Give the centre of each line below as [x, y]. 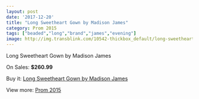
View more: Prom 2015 [34, 90]
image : [14, 39]
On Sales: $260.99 [30, 67]
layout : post [22, 11]
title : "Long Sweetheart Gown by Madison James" [67, 22]
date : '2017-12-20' [30, 17]
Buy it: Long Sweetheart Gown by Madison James [67, 78]
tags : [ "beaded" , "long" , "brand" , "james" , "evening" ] [71, 34]
